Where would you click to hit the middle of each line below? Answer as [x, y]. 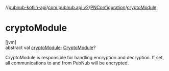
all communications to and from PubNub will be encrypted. [67, 63]
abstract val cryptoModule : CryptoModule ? [51, 48]
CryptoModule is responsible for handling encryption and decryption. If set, [85, 57]
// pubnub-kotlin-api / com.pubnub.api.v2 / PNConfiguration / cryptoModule [81, 7]
